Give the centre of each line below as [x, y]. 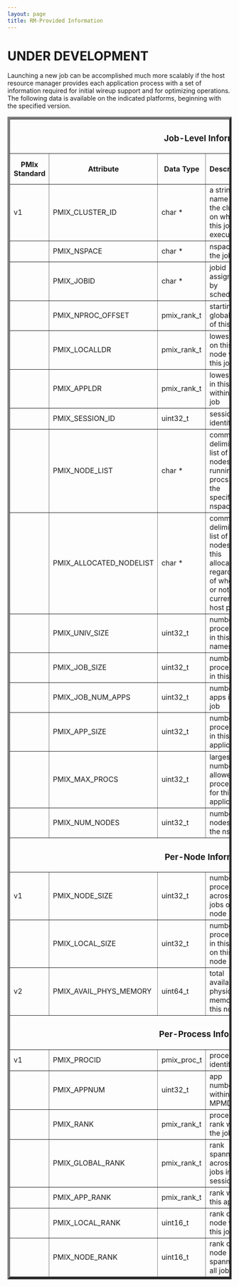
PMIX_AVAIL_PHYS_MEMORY [102, 991]
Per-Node [185, 857]
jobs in [221, 1172]
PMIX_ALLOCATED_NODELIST [103, 563]
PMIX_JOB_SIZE [80, 667]
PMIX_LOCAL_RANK [87, 1223]
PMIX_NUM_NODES [86, 823]
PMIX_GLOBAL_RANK [89, 1163]
